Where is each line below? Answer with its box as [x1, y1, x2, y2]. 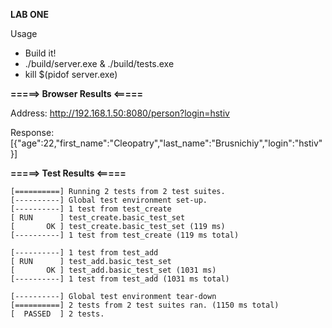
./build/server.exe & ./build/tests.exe [24, 58, 175, 69]
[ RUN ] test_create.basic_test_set [10, 213, 186, 223]
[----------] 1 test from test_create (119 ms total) [10, 230, 240, 240]
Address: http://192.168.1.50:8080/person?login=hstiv [10, 107, 230, 119]
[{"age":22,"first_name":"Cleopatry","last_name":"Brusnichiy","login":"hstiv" [10, 137, 323, 149]
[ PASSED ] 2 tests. [10, 309, 105, 319]
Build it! [24, 47, 57, 59]
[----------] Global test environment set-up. [10, 195, 208, 205]
